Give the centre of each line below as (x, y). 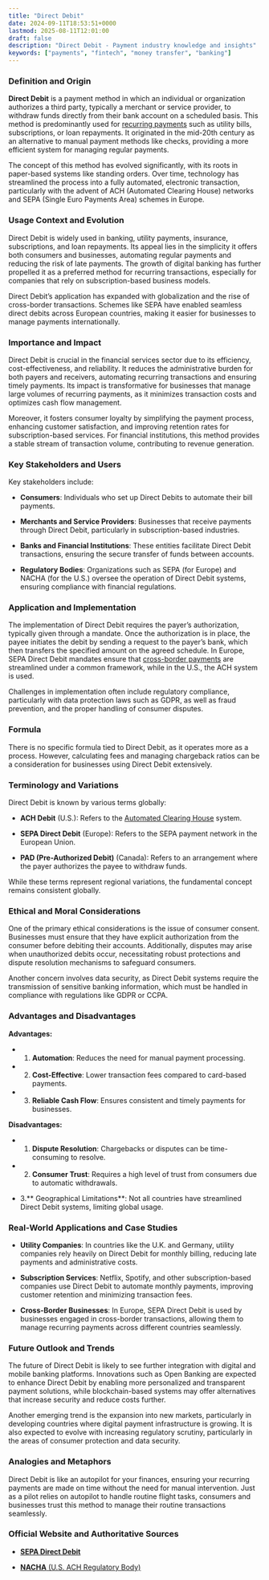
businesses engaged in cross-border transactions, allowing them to (132, 1318)
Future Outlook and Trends (61, 1348)
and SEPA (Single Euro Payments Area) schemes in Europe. (106, 200)
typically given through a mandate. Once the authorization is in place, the (129, 633)
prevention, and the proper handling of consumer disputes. (106, 709)
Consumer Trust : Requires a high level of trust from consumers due (144, 1174)
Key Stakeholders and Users (65, 464)
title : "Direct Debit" (46, 16)
